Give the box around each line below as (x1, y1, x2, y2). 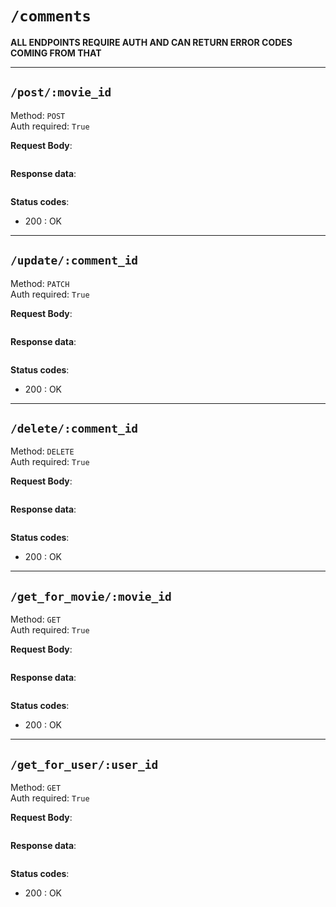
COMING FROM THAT (10, 47, 102, 59)
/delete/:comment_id (10, 421, 139, 436)
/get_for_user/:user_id (10, 757, 159, 772)
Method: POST (10, 109, 66, 121)
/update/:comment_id (10, 253, 139, 268)
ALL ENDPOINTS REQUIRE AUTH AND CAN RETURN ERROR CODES (10, 36, 293, 48)
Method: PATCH (10, 277, 70, 289)
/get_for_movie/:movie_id (10, 589, 172, 604)
